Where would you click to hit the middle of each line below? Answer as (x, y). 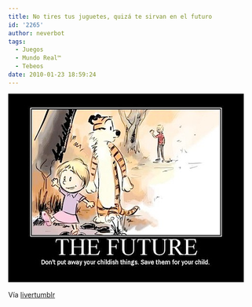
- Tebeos (29, 67)
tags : (17, 42)
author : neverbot (37, 33)
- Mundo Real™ (38, 58)
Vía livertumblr (32, 294)
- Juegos (29, 50)
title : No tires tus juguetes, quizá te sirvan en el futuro (110, 16)
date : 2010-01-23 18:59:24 (52, 75)
